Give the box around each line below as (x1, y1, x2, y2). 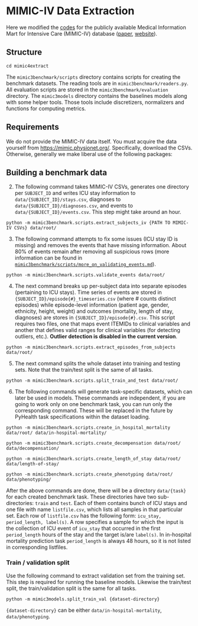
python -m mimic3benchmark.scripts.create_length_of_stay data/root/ (6, 456, 181, 462)
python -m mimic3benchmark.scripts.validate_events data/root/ (6, 272, 165, 278)
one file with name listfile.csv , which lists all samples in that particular (6, 506, 183, 513)
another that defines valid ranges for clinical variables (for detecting (14, 327, 180, 334)
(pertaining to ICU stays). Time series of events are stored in (14, 289, 163, 296)
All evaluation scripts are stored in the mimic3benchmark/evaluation (6, 86, 168, 93)
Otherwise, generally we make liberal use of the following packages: (6, 150, 173, 158)
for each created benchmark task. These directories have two (6, 493, 157, 500)
